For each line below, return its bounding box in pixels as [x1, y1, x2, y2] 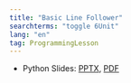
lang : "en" [9, 30, 51, 39]
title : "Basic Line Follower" [9, 13, 124, 23]
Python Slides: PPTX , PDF [22, 63, 119, 74]
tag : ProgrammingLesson [9, 38, 99, 48]
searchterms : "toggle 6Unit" [9, 22, 119, 31]
